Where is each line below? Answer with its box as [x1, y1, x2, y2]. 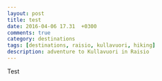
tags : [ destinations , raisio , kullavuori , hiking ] [7, 42, 156, 49]
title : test [7, 16, 41, 23]
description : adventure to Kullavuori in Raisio [7, 49, 150, 56]
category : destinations [7, 36, 76, 43]
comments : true [7, 29, 51, 36]
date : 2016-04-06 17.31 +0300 [7, 23, 97, 30]
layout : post [7, 10, 45, 17]
